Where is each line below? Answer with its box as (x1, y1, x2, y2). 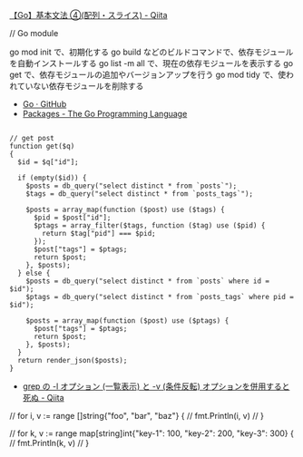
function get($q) (9, 141, 75, 151)
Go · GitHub (22, 99, 67, 109)
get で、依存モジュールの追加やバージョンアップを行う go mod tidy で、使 (9, 69, 287, 80)
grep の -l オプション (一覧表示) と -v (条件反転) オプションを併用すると (22, 381, 290, 392)
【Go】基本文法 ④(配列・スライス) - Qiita (9, 10, 168, 20)
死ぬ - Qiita (22, 393, 65, 403)
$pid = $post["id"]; (33, 213, 112, 222)
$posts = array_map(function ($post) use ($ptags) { (25, 316, 230, 326)
